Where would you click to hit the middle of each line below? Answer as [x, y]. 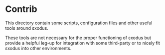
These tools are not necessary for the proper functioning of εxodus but [78, 38]
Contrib [21, 9]
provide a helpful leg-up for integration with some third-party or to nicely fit [83, 43]
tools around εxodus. [27, 28]
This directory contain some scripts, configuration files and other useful [79, 23]
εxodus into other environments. [38, 48]
